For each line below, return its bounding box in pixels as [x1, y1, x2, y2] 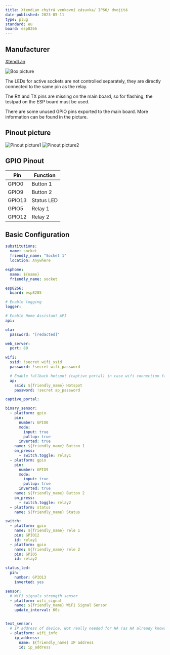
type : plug [5, 17, 28, 22]
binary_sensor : [5, 406, 37, 411]
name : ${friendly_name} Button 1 [14, 444, 85, 449]
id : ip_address [18, 644, 51, 650]
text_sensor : [5, 621, 33, 626]
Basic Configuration [5, 230, 70, 239]
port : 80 [10, 345, 28, 351]
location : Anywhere [10, 258, 51, 263]
